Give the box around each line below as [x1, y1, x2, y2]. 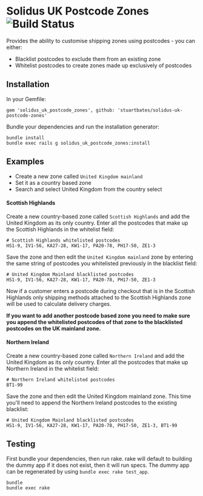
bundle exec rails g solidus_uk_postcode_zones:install [6, 140, 150, 146]
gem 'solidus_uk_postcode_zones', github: [6, 107, 115, 113]
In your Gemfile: [6, 95, 47, 102]
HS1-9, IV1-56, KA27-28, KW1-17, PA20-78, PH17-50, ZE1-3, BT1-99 [6, 422, 178, 428]
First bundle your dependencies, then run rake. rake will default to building [6, 455, 193, 462]
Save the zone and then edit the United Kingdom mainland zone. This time [6, 392, 191, 400]
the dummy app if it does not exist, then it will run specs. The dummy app [6, 461, 190, 469]
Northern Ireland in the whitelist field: [6, 365, 99, 372]
